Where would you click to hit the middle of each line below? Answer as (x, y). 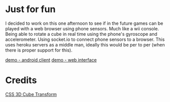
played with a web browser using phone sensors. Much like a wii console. (82, 28)
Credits (21, 81)
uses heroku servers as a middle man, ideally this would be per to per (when (85, 44)
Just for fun (30, 9)
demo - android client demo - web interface (51, 60)
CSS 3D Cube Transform (31, 94)
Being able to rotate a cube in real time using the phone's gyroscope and (81, 34)
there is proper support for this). (39, 50)
